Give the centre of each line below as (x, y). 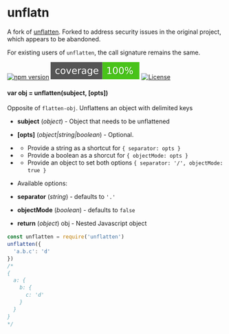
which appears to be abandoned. (54, 39)
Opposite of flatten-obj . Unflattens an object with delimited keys (100, 108)
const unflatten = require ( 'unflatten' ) (66, 237)
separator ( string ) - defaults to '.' (66, 197)
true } (37, 171)
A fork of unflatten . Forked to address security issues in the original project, (114, 32)
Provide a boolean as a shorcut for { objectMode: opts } (108, 156)
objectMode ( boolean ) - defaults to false (76, 210)
